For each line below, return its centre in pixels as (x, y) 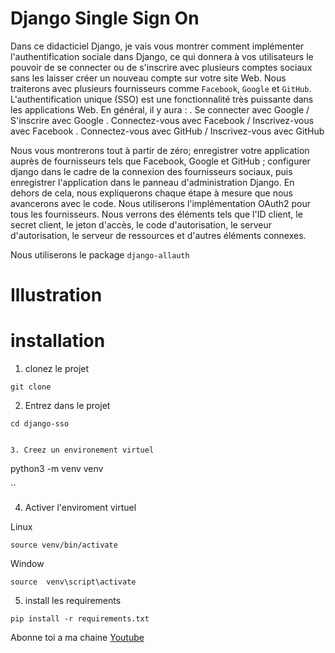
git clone (31, 387)
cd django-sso (40, 424)
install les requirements (73, 601)
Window (27, 564)
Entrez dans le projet (67, 406)
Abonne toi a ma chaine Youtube (77, 638)
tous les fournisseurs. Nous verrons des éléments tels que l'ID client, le (156, 214)
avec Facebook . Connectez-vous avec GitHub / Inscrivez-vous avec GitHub (167, 131)
